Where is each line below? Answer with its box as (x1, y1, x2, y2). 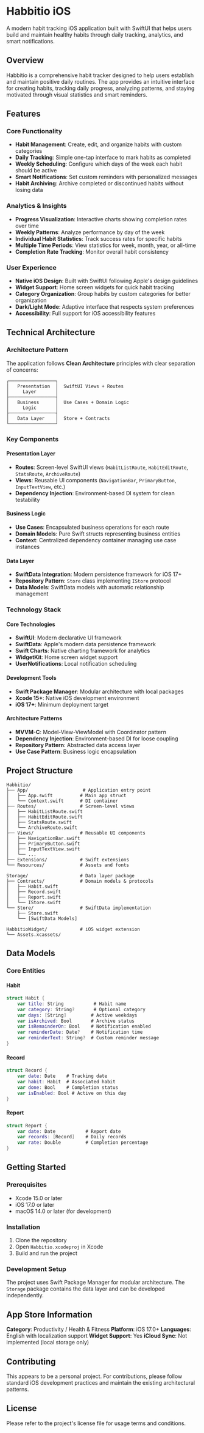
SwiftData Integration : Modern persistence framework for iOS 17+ (15, 570, 182, 578)
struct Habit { (6, 995, 45, 1001)
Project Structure (6, 765, 73, 776)
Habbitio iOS (6, 4, 71, 18)
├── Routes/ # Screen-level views (6, 803, 135, 809)
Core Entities (6, 966, 46, 974)
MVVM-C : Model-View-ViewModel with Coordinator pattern (15, 728, 166, 735)
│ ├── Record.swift (6, 888, 62, 895)
